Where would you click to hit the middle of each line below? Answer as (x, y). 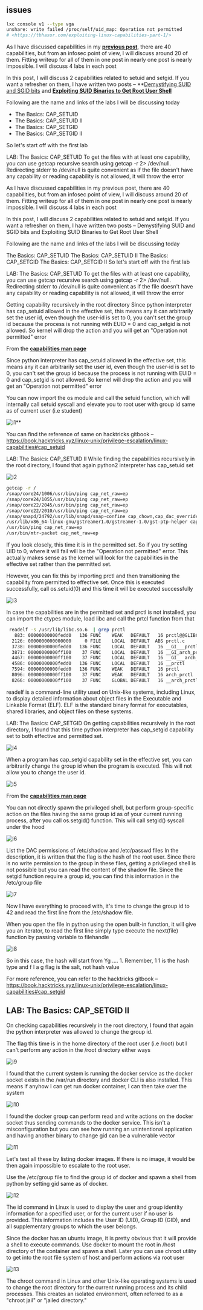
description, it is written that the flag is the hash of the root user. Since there (101, 857)
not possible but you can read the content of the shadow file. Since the (95, 869)
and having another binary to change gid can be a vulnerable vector (91, 1135)
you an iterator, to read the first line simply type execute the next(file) (92, 930)
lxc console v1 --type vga (40, 24)
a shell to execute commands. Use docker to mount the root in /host (91, 1245)
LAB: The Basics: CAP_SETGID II (68, 1011)
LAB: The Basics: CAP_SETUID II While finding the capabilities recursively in (101, 459)
